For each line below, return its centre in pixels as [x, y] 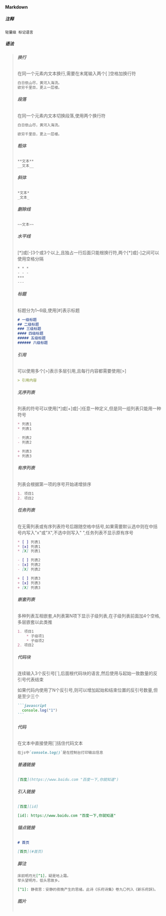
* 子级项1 [35, 636]
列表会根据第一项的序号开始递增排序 [54, 484]
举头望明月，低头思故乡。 [39, 880]
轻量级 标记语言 [19, 32]
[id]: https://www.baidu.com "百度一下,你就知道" [66, 816]
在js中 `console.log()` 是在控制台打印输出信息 [60, 753]
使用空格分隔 [30, 259]
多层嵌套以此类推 [35, 622]
